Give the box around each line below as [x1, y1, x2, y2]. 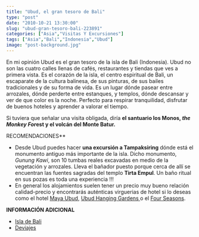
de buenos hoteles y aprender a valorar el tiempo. [6, 103, 129, 110]
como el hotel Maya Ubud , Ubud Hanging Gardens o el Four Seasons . [14, 195, 186, 202]
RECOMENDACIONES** [6, 132, 66, 139]
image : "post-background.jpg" [6, 42, 82, 48]
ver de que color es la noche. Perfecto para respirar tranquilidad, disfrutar [6, 96, 188, 103]
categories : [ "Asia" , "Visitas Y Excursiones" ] [6, 31, 124, 37]
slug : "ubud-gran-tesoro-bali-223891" [6, 25, 102, 32]
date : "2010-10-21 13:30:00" [6, 20, 79, 26]
